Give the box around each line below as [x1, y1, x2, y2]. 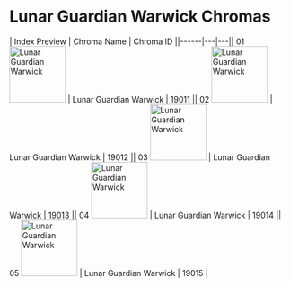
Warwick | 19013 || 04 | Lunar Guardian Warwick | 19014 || [9, 210, 282, 220]
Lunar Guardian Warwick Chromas [9, 6, 271, 27]
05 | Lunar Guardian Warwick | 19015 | [9, 267, 208, 278]
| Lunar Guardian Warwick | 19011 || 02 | [66, 94, 273, 104]
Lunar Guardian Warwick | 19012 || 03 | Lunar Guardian [9, 151, 271, 163]
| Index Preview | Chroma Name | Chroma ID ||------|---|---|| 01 [9, 36, 245, 47]
